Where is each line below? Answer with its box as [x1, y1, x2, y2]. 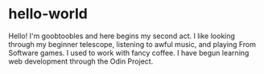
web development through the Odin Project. [8, 56, 154, 66]
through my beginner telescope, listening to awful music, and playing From [8, 39, 256, 49]
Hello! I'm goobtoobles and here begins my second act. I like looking [8, 31, 236, 41]
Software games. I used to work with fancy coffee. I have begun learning [8, 48, 250, 57]
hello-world [8, 5, 89, 23]
